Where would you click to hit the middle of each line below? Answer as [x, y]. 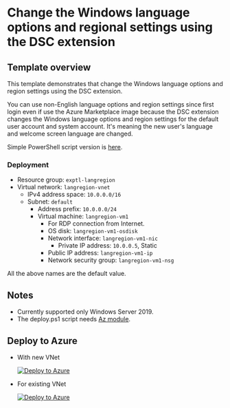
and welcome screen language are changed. [70, 133]
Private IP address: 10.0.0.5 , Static [108, 246]
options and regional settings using [110, 27]
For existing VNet [42, 384]
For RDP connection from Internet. [96, 224]
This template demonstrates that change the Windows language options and [115, 84]
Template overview [49, 67]
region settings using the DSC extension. [65, 91]
